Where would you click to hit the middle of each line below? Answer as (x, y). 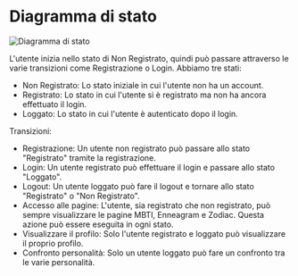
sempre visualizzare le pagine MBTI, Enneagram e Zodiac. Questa (143, 214)
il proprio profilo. (53, 243)
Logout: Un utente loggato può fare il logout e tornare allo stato (138, 186)
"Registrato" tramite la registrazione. (89, 157)
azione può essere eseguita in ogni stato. (98, 224)
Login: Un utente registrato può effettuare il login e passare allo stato (148, 167)
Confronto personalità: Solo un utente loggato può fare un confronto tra (153, 253)
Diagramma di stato (83, 17)
